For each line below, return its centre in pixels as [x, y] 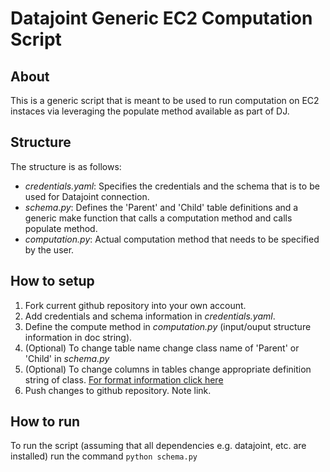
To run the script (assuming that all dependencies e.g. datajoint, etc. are [158, 446]
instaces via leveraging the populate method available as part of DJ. [150, 111]
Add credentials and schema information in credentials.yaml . [150, 316]
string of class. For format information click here [124, 379]
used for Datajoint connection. [87, 196]
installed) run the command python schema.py [104, 456]
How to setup [52, 281]
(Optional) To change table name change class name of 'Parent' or [162, 348]
